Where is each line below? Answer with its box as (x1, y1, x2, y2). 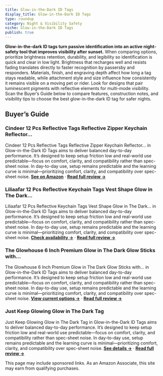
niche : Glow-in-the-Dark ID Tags (5, 26, 74, 31)
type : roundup (5, 16, 34, 21)
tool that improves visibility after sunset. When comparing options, (19, 49, 158, 55)
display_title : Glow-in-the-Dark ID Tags (5, 12, 91, 17)
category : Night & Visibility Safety (5, 21, 82, 26)
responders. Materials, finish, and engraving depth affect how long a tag (5, 70, 151, 75)
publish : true (5, 30, 34, 35)
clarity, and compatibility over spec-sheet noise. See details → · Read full (5, 345, 154, 351)
